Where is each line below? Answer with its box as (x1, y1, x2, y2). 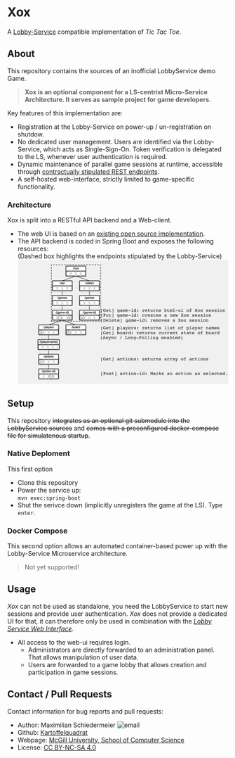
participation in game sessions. (27, 668, 119, 676)
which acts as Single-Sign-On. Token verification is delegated (43, 145, 222, 153)
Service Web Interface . (7, 624, 74, 633)
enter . (17, 508, 36, 517)
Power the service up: (17, 486, 81, 494)
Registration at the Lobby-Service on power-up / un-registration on (17, 122, 212, 131)
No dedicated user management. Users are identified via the (17, 137, 193, 146)
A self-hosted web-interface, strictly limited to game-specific (17, 175, 195, 183)
